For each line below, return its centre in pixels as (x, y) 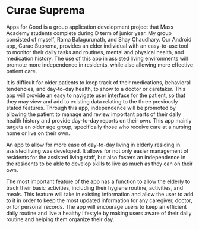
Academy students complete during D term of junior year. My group (89, 33)
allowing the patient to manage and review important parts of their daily (94, 114)
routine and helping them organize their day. (60, 219)
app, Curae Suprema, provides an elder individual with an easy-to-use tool (97, 46)
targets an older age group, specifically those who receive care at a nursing (99, 127)
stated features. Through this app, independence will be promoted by (91, 108)
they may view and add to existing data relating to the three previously (92, 101)
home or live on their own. (38, 133)
